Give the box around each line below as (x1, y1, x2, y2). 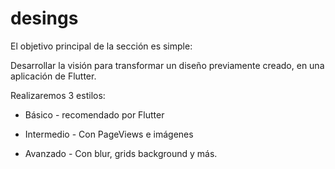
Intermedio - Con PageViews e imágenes (24, 128, 194, 140)
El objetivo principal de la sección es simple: (10, 40, 193, 52)
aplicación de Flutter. (10, 70, 97, 82)
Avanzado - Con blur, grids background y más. (24, 147, 218, 159)
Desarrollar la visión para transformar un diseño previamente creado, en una (10, 59, 325, 71)
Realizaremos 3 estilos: (10, 89, 106, 101)
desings (10, 7, 79, 30)
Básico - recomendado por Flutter (24, 108, 165, 121)
